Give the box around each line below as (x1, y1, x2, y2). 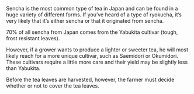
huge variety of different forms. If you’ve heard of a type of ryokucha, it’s (6, 11, 182, 18)
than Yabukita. (6, 65, 41, 72)
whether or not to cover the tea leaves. (6, 82, 99, 89)
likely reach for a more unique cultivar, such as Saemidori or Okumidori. (6, 53, 178, 59)
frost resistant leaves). (6, 35, 60, 41)
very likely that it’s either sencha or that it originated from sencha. (6, 18, 164, 24)
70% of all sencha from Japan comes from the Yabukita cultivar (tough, (6, 29, 178, 36)
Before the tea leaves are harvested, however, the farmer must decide (6, 76, 175, 83)
